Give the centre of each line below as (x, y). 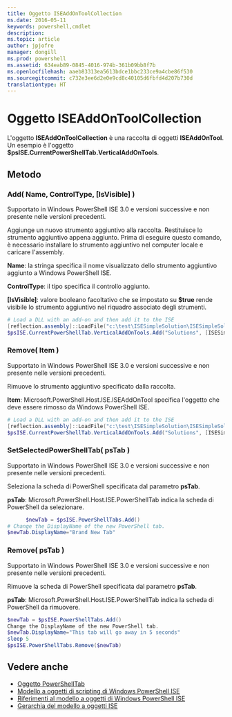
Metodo (24, 174)
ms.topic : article (33, 39)
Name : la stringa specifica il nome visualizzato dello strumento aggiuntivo (112, 265)
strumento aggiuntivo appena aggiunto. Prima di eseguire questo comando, (115, 237)
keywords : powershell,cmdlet (49, 26)
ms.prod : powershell (37, 59)
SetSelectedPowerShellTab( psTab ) (68, 450)
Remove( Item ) (33, 351)
